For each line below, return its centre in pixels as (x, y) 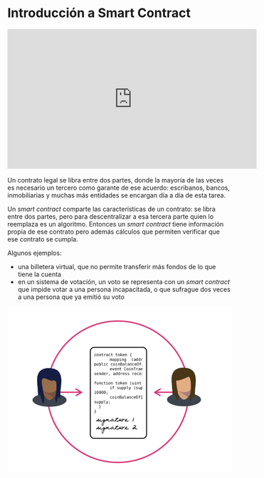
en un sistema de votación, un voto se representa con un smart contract (123, 281)
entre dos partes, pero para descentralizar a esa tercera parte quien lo (111, 216)
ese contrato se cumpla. (43, 239)
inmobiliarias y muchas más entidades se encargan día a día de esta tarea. (117, 195)
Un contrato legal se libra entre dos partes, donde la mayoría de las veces (116, 180)
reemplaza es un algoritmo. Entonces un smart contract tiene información (116, 224)
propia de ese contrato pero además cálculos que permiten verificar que (114, 232)
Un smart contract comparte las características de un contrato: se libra (111, 209)
